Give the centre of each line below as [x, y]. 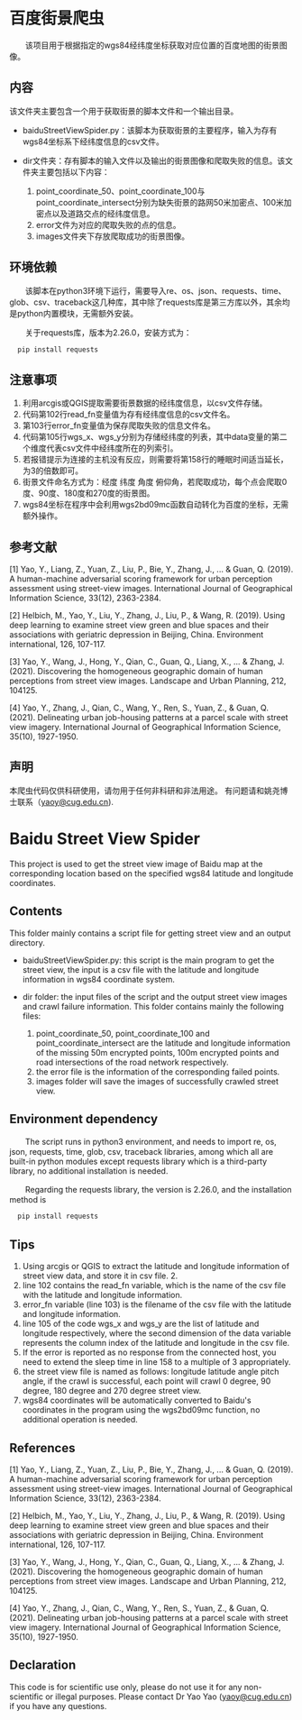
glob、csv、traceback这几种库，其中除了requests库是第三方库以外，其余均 [150, 302]
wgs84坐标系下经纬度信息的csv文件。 [93, 142]
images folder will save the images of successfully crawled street [157, 1081]
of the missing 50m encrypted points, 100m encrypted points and [157, 1052]
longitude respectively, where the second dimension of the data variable [156, 1333]
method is [28, 1200]
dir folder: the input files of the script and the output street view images [155, 996]
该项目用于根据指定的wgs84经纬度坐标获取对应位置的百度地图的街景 [152, 45]
